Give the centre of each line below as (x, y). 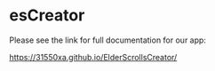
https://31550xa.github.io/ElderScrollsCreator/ (93, 57)
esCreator (47, 16)
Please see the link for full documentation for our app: (108, 40)
